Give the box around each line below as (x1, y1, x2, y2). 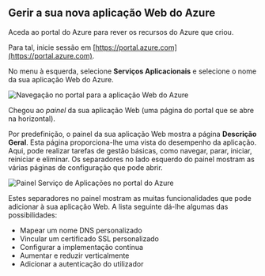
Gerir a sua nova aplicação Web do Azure (8, 6, 216, 20)
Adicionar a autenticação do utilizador (19, 259, 144, 268)
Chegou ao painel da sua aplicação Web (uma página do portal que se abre (8, 105, 255, 115)
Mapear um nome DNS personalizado (19, 225, 142, 235)
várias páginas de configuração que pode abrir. (8, 162, 164, 172)
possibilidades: (8, 210, 58, 220)
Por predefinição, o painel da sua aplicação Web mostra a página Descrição (8, 129, 257, 138)
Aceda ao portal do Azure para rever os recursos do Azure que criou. (8, 27, 234, 36)
